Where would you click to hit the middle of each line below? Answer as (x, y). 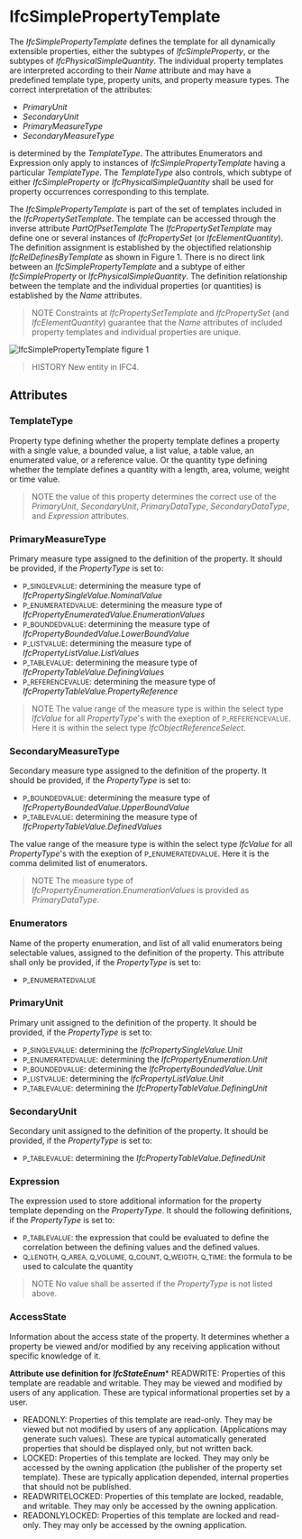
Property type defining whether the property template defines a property (145, 440)
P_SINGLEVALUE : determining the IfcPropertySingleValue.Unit (133, 1049)
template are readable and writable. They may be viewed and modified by (146, 1383)
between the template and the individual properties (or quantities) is (135, 285)
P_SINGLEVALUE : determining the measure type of (111, 585)
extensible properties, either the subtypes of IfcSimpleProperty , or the (140, 51)
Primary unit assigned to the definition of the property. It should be (133, 1022)
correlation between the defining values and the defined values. (141, 1248)
